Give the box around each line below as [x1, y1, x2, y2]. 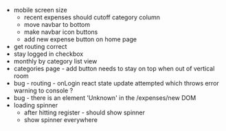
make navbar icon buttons [23, 28, 98, 36]
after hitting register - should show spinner [23, 108, 146, 117]
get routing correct [13, 43, 67, 50]
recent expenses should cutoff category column [23, 13, 160, 21]
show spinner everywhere [23, 116, 98, 123]
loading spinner [13, 101, 58, 109]
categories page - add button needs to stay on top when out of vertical [13, 65, 215, 72]
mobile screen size [13, 6, 67, 14]
